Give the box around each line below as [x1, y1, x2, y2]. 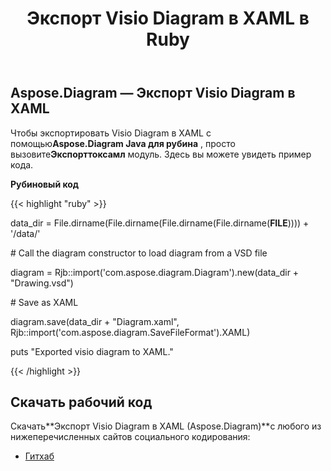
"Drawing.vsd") [10, 277, 74, 289]
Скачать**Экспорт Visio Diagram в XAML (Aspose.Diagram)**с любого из [10, 420, 322, 432]
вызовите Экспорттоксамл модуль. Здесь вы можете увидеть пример [10, 148, 312, 160]
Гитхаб [24, 450, 55, 462]
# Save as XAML [10, 296, 79, 308]
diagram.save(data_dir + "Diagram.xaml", [10, 315, 180, 327]
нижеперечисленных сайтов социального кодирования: [10, 431, 251, 443]
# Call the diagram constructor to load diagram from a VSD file [10, 247, 268, 259]
